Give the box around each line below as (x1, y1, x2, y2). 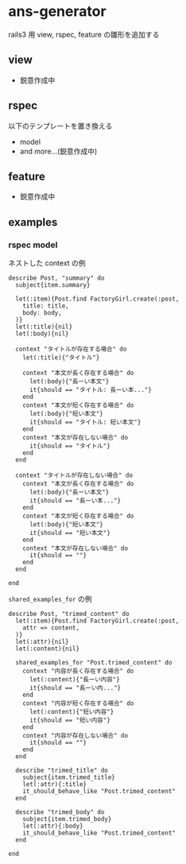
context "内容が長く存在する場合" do (22, 667, 134, 676)
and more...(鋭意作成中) (19, 146, 98, 156)
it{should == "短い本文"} (29, 529, 111, 537)
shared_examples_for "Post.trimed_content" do (15, 659, 172, 667)
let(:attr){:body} (22, 822, 83, 831)
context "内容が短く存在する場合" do (22, 699, 134, 707)
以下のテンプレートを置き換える (8, 121, 113, 130)
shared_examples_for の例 (8, 595, 92, 604)
